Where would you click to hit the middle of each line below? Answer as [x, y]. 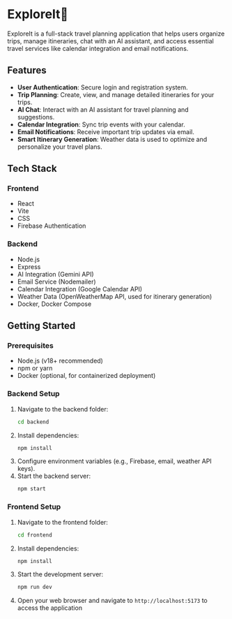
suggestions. [36, 117]
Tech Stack [32, 169]
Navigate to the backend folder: [63, 409]
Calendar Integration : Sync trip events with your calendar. [101, 124]
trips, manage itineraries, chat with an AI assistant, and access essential [110, 41]
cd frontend [34, 535]
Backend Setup [34, 394]
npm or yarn [35, 368]
